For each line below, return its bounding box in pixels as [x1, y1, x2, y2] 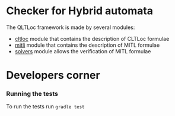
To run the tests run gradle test [6, 103, 85, 110]
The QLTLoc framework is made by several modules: [6, 24, 135, 31]
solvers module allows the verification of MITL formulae [14, 47, 151, 54]
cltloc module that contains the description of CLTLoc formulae [14, 35, 170, 42]
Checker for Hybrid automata [6, 4, 153, 18]
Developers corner [6, 69, 100, 82]
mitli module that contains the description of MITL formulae [14, 41, 160, 49]
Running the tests [6, 90, 58, 98]
